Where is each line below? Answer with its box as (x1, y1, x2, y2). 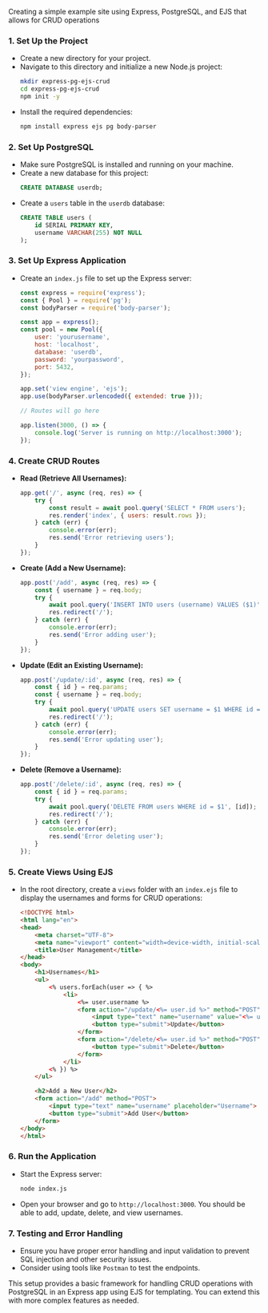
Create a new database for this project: (19, 168, 150, 178)
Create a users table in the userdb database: (19, 198, 166, 208)
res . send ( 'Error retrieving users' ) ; (49, 533, 174, 542)
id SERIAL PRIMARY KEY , (34, 221, 114, 229)
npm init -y (19, 92, 60, 101)
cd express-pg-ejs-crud (19, 85, 100, 93)
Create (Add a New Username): (19, 563, 126, 573)
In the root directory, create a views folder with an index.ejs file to (19, 885, 238, 894)
